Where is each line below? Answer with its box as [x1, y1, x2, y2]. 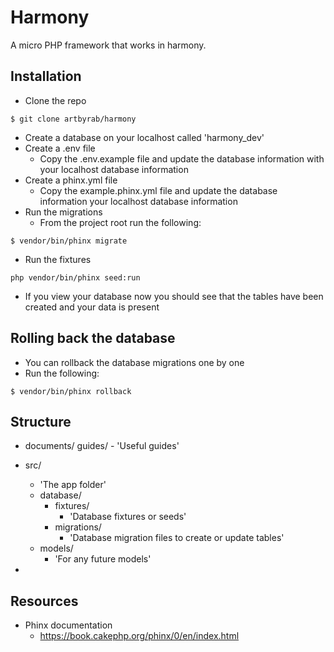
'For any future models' [54, 553, 152, 565]
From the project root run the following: [39, 216, 202, 228]
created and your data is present [24, 301, 160, 313]
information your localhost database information [39, 195, 238, 207]
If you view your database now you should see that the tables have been [24, 290, 324, 302]
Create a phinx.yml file [24, 174, 118, 186]
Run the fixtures [24, 253, 92, 265]
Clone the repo [24, 94, 87, 106]
